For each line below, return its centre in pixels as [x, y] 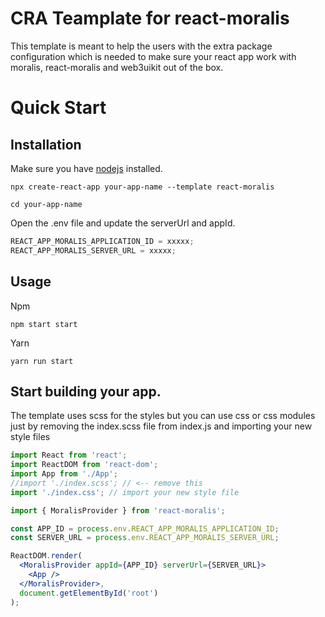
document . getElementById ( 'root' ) [89, 593]
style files [30, 437]
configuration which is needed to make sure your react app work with [153, 56]
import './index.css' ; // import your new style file [125, 492]
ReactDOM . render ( [46, 556]
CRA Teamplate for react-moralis [150, 18]
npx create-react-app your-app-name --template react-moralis [142, 187]
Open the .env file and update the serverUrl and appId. [123, 223]
